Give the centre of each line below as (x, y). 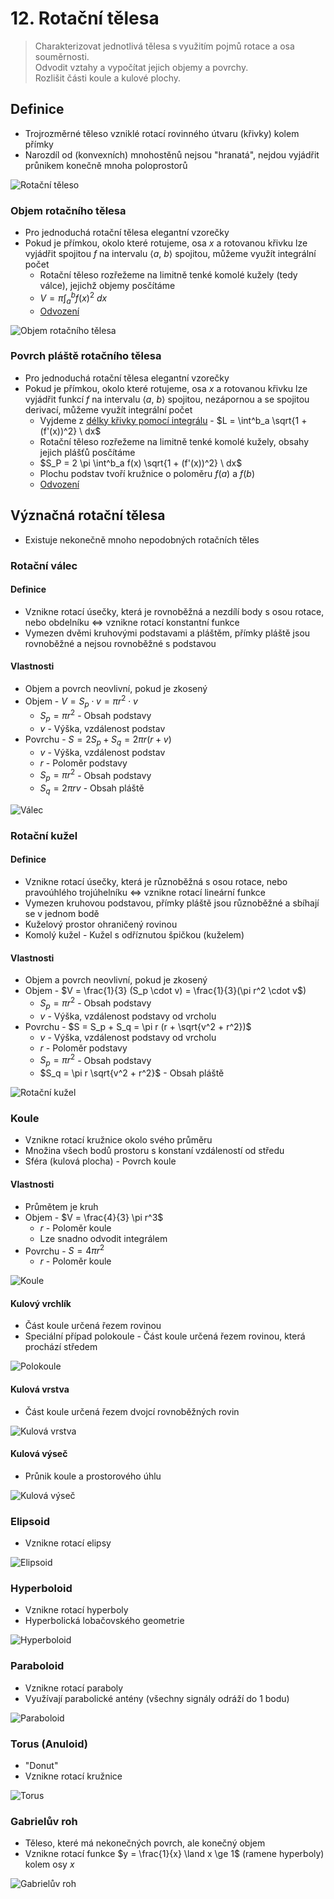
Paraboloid (37, 1666)
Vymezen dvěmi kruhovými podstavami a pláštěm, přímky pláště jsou (167, 633)
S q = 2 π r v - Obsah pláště (92, 789)
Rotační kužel (44, 835)
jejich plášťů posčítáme (87, 452)
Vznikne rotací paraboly (74, 1688)
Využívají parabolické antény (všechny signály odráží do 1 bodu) (157, 1698)
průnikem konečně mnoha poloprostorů (106, 165)
